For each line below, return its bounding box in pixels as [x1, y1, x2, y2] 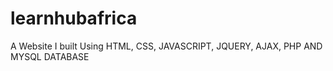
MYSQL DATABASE [10, 50, 90, 62]
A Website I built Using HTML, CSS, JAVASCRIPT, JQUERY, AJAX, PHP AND [10, 40, 323, 52]
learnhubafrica [10, 7, 138, 30]
